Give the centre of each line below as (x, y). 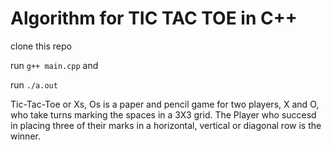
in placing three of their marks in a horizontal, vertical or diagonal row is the (166, 125)
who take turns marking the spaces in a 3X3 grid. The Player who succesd (163, 114)
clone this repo (41, 46)
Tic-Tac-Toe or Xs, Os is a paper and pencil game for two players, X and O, (165, 104)
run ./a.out (34, 84)
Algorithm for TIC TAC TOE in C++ (154, 18)
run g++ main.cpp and (54, 65)
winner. (25, 136)
